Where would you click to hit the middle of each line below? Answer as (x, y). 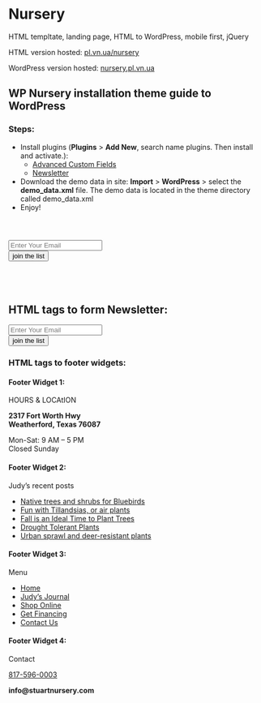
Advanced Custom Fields (74, 164)
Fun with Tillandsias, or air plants (75, 510)
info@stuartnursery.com (51, 691)
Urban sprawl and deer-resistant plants (86, 535)
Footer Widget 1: (36, 382)
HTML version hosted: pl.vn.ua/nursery (74, 52)
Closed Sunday (34, 449)
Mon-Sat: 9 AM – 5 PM (46, 440)
